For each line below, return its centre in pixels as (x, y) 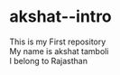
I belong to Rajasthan (49, 61)
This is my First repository (58, 42)
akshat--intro (61, 17)
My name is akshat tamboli (59, 51)
